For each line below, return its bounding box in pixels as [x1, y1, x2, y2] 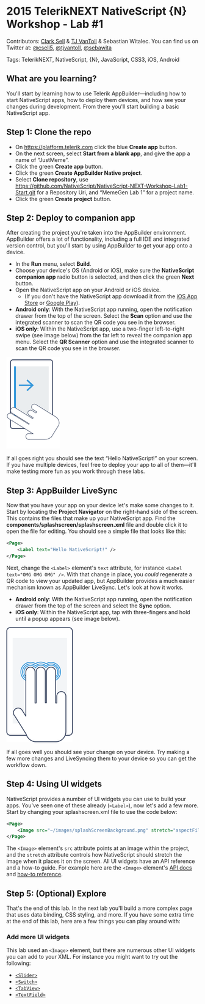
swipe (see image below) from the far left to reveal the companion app [15, 332, 193, 339]
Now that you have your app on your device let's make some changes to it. [6, 502, 195, 509]
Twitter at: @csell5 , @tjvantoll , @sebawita [6, 44, 112, 51]
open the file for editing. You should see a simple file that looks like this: [6, 527, 187, 535]
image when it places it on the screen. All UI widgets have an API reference [6, 857, 195, 865]
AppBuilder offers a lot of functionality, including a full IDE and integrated [6, 235, 190, 243]
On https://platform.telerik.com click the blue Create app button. [15, 143, 178, 150]
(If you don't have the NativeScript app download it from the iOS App [24, 293, 198, 300]
